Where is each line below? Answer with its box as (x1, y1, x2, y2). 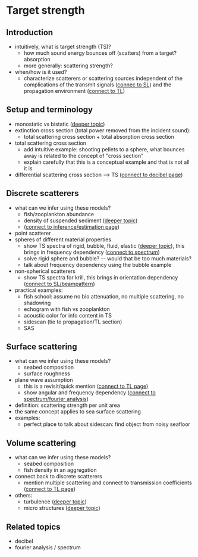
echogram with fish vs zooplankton (23, 305, 110, 313)
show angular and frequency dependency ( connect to (23, 389, 156, 396)
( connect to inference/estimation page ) (23, 223, 120, 230)
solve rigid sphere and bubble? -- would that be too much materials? (23, 254, 192, 262)
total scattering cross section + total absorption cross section (23, 133, 174, 140)
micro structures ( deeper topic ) (23, 505, 101, 512)
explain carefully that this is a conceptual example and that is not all (23, 158, 190, 166)
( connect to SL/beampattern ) (23, 280, 95, 287)
